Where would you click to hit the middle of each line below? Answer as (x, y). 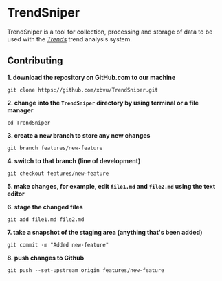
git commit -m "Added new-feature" (58, 245)
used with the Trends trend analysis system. (70, 39)
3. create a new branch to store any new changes (79, 135)
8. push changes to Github (46, 258)
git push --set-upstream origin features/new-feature (86, 270)
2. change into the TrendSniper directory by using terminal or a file (103, 103)
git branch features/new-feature (55, 148)
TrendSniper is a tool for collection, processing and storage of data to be (110, 32)
